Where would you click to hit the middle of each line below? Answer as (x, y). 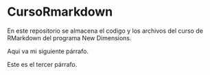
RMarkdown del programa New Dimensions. (69, 37)
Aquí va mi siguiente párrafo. (48, 51)
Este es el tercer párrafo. (42, 64)
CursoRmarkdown (60, 12)
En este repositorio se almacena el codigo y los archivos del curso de (105, 31)
